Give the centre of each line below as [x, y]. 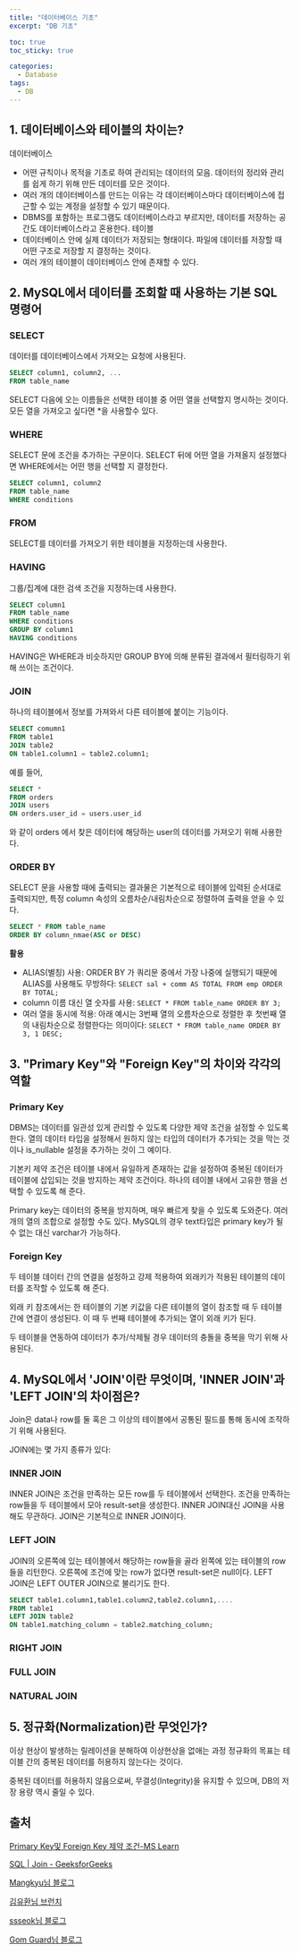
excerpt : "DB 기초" [44, 26]
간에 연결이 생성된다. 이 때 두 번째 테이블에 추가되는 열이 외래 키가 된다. [133, 1318]
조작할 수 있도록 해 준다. [67, 1288]
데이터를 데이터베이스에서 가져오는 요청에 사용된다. [98, 356]
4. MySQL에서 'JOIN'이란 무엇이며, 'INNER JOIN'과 [147, 1379]
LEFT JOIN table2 [42, 1616]
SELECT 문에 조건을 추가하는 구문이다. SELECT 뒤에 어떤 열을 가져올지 [133, 455]
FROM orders [31, 797]
